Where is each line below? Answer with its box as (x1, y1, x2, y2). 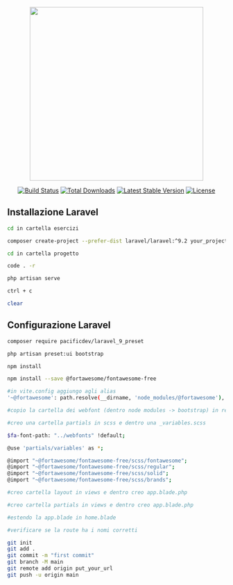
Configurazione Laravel (7, 320, 111, 331)
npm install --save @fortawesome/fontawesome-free (7, 375, 157, 382)
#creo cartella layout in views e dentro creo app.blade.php (7, 489, 188, 496)
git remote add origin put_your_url (7, 565, 113, 572)
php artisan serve (7, 275, 60, 282)
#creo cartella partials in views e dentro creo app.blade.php (7, 501, 194, 509)
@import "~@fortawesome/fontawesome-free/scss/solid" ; (7, 470, 169, 477)
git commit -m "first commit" (7, 552, 95, 559)
